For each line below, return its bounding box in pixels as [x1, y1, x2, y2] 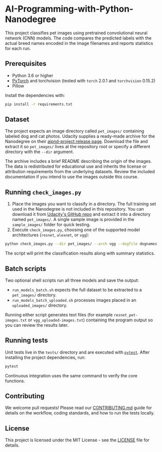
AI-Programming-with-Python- [5, 3, 133, 15]
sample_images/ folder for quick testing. [12, 222, 91, 228]
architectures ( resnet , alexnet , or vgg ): [12, 232, 89, 238]
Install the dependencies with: [5, 92, 65, 98]
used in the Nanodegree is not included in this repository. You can [12, 206, 144, 212]
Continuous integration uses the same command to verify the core [5, 373, 138, 378]
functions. [5, 378, 25, 384]
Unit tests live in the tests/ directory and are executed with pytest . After [5, 349, 150, 355]
